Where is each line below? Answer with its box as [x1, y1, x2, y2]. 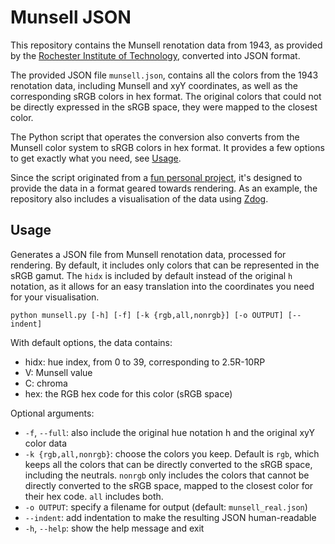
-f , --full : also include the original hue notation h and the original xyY [24, 426, 315, 438]
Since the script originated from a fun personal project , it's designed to [10, 171, 303, 183]
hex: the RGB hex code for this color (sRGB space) [24, 387, 233, 400]
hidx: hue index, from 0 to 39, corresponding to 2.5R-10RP [24, 356, 266, 368]
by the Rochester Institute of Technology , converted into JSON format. [10, 49, 301, 61]
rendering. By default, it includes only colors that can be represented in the [10, 259, 320, 271]
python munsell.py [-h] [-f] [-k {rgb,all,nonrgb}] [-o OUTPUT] [10, 310, 284, 320]
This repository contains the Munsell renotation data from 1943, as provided [10, 39, 323, 51]
